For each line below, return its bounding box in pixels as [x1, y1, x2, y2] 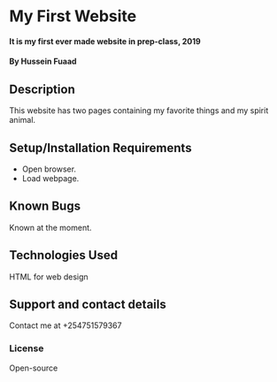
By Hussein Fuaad [9, 56, 77, 67]
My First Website [9, 6, 137, 27]
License [9, 342, 44, 355]
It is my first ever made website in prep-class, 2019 [9, 35, 201, 46]
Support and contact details [9, 297, 166, 312]
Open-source [9, 363, 58, 373]
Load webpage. [21, 173, 80, 183]
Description [9, 81, 75, 96]
